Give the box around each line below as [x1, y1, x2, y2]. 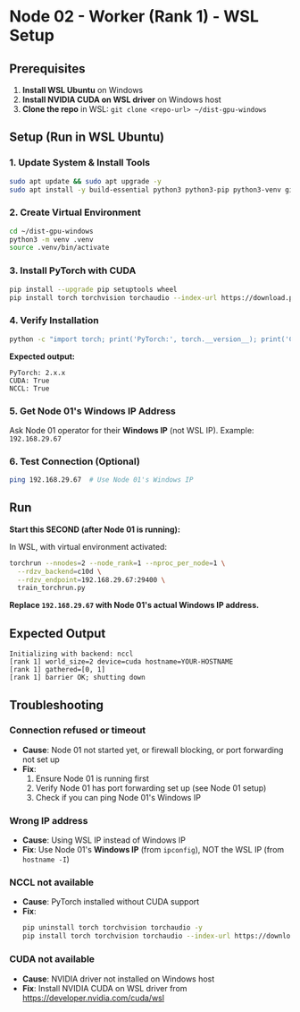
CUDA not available [9, 953, 96, 965]
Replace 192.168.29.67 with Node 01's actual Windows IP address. [9, 600, 260, 611]
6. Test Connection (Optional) [9, 455, 140, 467]
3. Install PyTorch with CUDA [9, 264, 137, 277]
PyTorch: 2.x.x [9, 368, 66, 377]
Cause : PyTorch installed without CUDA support [21, 896, 200, 907]
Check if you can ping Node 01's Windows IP [35, 792, 201, 802]
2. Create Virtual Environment [9, 206, 141, 219]
